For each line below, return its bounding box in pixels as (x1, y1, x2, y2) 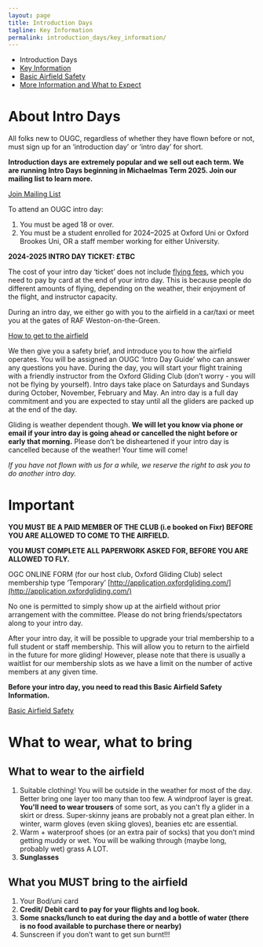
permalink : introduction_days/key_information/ (8, 33, 167, 42)
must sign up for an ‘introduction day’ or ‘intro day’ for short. (8, 142, 203, 152)
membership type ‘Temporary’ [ (8, 578, 111, 587)
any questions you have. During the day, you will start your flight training (8, 363, 243, 372)
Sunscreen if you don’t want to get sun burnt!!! (19, 930, 170, 939)
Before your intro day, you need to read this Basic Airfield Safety (8, 683, 222, 692)
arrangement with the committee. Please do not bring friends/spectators (8, 610, 243, 620)
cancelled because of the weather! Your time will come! (8, 446, 188, 455)
